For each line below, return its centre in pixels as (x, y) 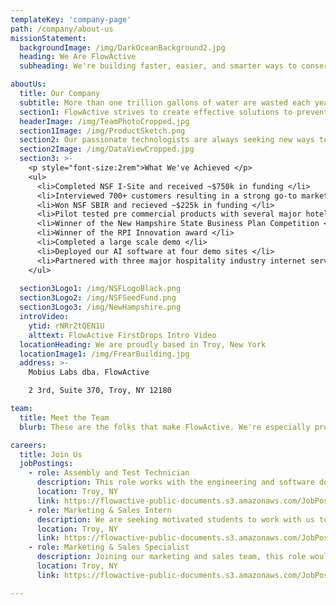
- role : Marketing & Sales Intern (100, 510)
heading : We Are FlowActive (78, 57)
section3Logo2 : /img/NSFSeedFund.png (98, 298)
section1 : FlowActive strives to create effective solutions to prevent (174, 112)
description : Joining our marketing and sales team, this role (171, 557)
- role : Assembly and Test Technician (109, 473)
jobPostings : (46, 464)
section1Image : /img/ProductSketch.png (102, 131)
